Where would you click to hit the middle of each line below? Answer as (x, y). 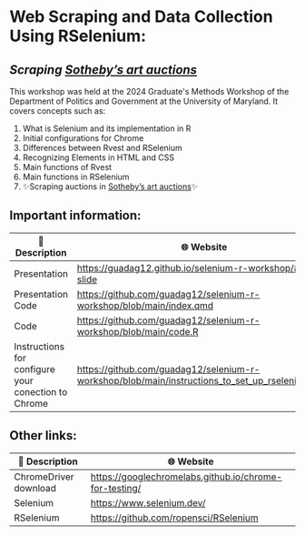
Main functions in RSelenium (76, 177)
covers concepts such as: (58, 111)
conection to (41, 391)
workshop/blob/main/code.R (138, 331)
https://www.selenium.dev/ (148, 502)
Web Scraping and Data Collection (142, 17)
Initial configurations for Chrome (83, 138)
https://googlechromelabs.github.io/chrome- (187, 477)
